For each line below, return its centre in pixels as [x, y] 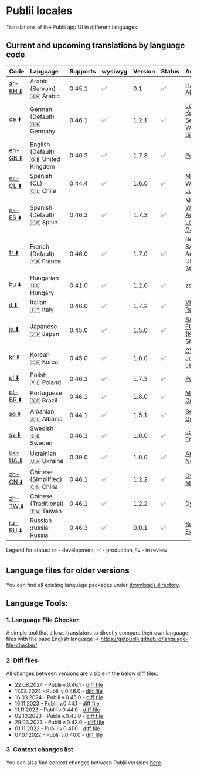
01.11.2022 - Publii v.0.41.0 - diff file [57, 728]
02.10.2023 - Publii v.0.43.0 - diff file [59, 716]
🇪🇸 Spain [44, 222]
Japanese [44, 326]
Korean [40, 354]
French [40, 246]
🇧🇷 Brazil [44, 401]
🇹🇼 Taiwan [46, 511]
